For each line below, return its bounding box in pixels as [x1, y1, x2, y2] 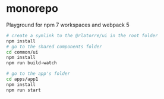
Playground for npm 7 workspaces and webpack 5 [6, 21, 130, 28]
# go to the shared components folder [6, 44, 102, 49]
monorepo [6, 2, 58, 15]
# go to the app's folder [6, 71, 70, 77]
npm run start [6, 87, 42, 93]
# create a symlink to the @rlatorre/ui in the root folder [6, 32, 159, 38]
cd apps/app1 [6, 76, 39, 82]
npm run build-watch [6, 60, 58, 66]
